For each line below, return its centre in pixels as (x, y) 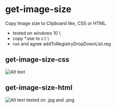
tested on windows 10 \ (37, 33)
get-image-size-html (39, 88)
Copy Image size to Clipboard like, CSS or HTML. (56, 23)
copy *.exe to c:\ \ (31, 38)
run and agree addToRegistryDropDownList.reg (62, 43)
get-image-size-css (37, 60)
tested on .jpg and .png (50, 100)
